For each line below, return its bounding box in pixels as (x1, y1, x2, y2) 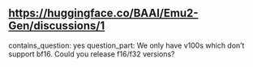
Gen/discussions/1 (8, 19, 105, 33)
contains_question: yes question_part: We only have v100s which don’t (8, 40, 245, 50)
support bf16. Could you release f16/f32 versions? (8, 48, 176, 59)
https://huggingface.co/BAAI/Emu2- (8, 6, 199, 20)
